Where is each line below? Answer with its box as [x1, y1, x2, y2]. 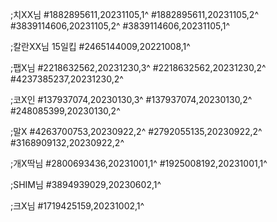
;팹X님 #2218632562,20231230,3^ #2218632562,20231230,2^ [10, 62, 267, 73]
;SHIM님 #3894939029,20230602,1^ [10, 179, 162, 190]
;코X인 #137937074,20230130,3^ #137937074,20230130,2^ [10, 94, 253, 105]
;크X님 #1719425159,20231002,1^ [10, 200, 145, 212]
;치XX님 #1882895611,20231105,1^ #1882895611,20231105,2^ [10, 9, 259, 20]
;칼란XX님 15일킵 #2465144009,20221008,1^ [10, 41, 191, 52]
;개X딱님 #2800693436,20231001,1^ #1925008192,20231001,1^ [10, 158, 268, 169]
